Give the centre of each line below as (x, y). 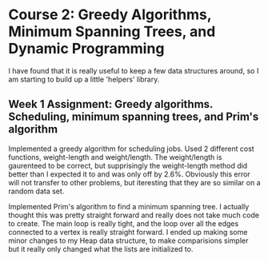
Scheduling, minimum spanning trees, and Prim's (134, 117)
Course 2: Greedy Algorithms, (110, 15)
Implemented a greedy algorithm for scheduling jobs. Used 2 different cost (131, 149)
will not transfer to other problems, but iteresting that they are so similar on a (135, 182)
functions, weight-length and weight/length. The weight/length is (115, 157)
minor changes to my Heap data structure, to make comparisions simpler (128, 240)
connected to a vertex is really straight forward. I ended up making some (128, 232)
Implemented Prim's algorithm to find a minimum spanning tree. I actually (129, 206)
